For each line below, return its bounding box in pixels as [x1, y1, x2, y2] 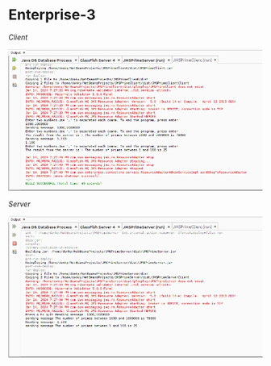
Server [8, 199, 31, 209]
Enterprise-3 [8, 6, 96, 24]
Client [8, 32, 28, 42]
